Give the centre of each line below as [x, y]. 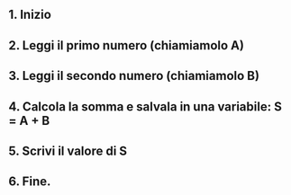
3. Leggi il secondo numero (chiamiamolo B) [134, 76]
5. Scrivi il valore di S [68, 151]
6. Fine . [30, 182]
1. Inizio [30, 15]
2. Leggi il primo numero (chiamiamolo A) [127, 45]
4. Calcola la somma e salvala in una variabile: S [145, 106]
